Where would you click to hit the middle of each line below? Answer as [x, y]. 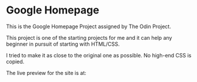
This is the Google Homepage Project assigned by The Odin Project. [89, 26]
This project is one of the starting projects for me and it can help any [89, 37]
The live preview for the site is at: [46, 73]
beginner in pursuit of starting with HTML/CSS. [63, 44]
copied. [15, 61]
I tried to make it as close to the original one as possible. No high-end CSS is [99, 55]
